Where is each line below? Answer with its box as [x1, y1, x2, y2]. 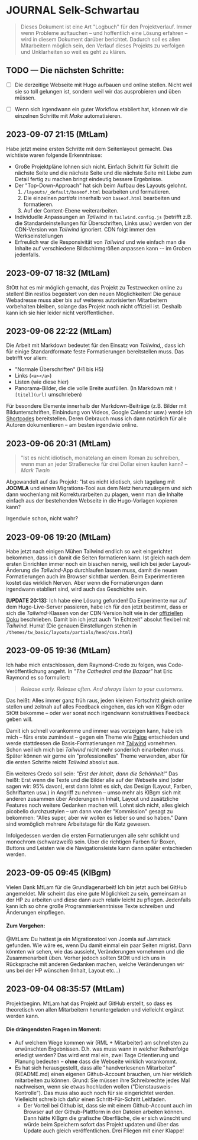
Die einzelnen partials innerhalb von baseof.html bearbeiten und [23, 194, 181, 201]
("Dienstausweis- [130, 1083, 173, 1090]
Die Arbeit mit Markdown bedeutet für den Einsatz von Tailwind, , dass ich [6, 342, 185, 349]
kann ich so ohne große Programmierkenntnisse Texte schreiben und [6, 902, 174, 909]
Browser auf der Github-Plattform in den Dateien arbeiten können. [23, 1108, 184, 1115]
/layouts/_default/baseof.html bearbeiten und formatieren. [23, 188, 170, 195]
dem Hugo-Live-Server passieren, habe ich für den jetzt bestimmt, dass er [6, 603, 188, 610]
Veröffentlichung [6, 667, 47, 675]
